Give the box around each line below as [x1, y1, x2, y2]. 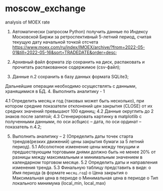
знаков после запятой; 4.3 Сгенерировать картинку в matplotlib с [5, 113, 142, 119]
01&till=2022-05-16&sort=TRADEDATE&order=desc [12, 49, 116, 55]
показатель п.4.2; [5, 123, 42, 130]
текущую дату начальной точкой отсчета [12, 39, 99, 45]
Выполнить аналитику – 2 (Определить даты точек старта [12, 133, 134, 139]
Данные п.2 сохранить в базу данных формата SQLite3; [12, 73, 129, 79]
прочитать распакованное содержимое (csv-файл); [12, 64, 121, 70]
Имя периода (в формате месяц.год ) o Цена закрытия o [12, 169, 128, 175]
